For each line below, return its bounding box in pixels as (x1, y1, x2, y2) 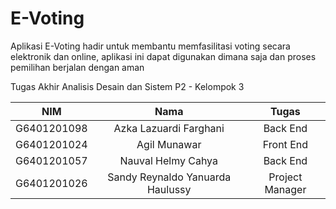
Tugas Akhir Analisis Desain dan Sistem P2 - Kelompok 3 (10, 80, 245, 92)
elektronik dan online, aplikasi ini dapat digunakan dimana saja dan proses (10, 50, 317, 62)
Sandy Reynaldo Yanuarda (107, 170, 232, 184)
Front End (262, 137, 308, 151)
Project (268, 170, 303, 184)
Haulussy (146, 182, 192, 196)
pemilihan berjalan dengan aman (10, 61, 145, 73)
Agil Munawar (136, 137, 202, 151)
